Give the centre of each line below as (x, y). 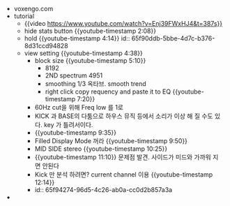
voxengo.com (33, 9)
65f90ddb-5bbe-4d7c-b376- (173, 38)
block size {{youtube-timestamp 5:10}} (90, 60)
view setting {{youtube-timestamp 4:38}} (83, 53)
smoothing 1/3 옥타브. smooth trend (95, 84)
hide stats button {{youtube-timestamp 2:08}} (90, 31)
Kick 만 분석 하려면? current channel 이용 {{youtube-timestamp (124, 175)
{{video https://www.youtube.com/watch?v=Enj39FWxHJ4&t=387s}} (123, 23)
